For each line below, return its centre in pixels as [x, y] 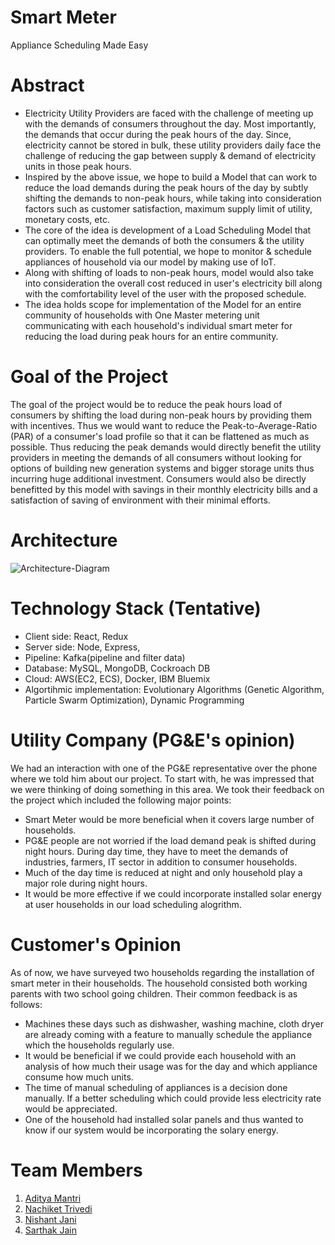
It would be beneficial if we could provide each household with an [160, 1055]
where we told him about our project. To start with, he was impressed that [162, 778]
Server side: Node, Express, [82, 647]
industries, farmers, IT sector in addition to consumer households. [161, 862]
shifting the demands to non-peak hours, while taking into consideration [173, 198]
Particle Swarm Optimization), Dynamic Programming [134, 700]
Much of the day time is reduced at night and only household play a [163, 872]
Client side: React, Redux [76, 636]
